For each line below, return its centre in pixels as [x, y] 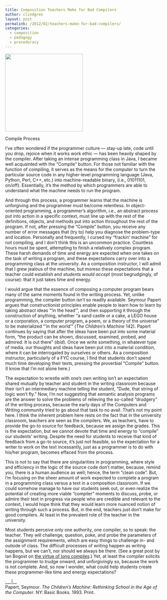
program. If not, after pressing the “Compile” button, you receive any [75, 227]
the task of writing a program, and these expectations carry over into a [78, 258]
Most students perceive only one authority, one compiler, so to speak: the [81, 530]
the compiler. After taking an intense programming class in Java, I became [81, 159]
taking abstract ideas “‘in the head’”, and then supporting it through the [78, 310]
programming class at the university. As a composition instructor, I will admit [83, 263]
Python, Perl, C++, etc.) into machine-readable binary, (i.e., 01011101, [76, 180]
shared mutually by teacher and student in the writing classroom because [81, 383]
